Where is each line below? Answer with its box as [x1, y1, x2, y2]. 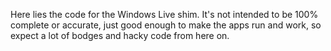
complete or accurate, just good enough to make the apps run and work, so [10, 19, 322, 31]
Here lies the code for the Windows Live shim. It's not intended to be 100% [10, 9, 319, 20]
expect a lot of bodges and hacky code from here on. [10, 30, 230, 41]
